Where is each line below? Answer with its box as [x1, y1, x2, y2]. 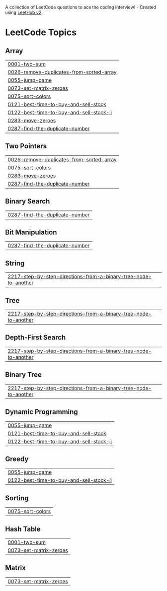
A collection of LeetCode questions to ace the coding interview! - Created [5, 4, 157, 10]
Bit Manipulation [5, 228, 57, 237]
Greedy [5, 455, 29, 463]
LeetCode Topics [5, 27, 77, 38]
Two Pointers [5, 142, 47, 150]
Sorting [5, 494, 29, 502]
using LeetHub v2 [5, 9, 42, 15]
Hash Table [5, 525, 41, 533]
